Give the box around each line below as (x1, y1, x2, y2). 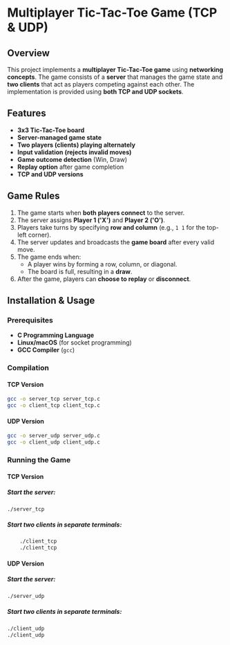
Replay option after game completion (17, 163, 124, 171)
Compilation (7, 363, 50, 373)
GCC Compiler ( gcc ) (17, 346, 75, 354)
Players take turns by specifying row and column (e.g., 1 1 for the (17, 223, 206, 231)
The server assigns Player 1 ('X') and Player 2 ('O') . (17, 216, 166, 224)
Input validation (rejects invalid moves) (17, 147, 132, 156)
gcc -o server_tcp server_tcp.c (7, 396, 100, 403)
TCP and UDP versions (17, 170, 84, 178)
